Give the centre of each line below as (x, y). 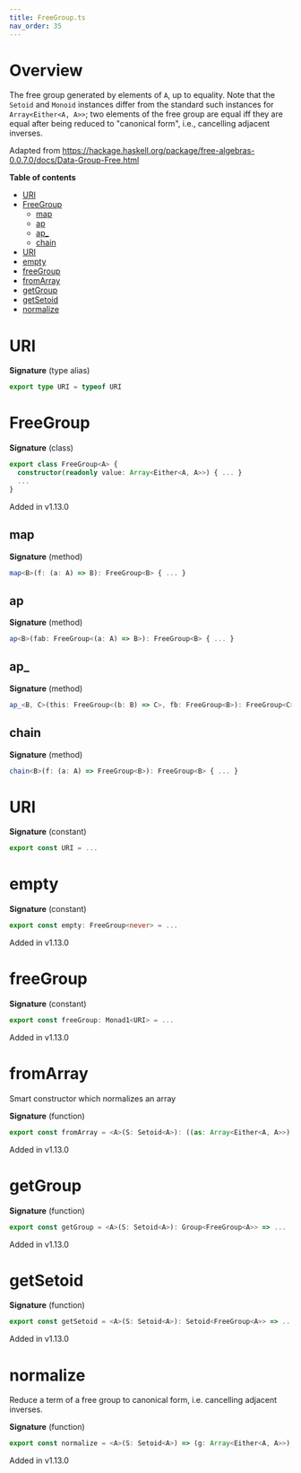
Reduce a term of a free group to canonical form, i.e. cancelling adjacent (143, 1400)
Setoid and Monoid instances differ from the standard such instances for (142, 105)
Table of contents (43, 178)
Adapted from (35, 151)
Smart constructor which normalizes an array (93, 1098)
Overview (46, 70)
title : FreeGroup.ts (48, 18)
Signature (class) (42, 448)
